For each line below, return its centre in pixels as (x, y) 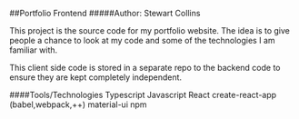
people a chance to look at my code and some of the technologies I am (142, 40)
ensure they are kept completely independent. (96, 77)
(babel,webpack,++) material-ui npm (78, 104)
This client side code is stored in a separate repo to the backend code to (145, 68)
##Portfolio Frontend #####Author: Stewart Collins (105, 13)
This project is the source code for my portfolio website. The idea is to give (150, 30)
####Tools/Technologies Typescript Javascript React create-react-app (143, 95)
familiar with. (34, 50)
